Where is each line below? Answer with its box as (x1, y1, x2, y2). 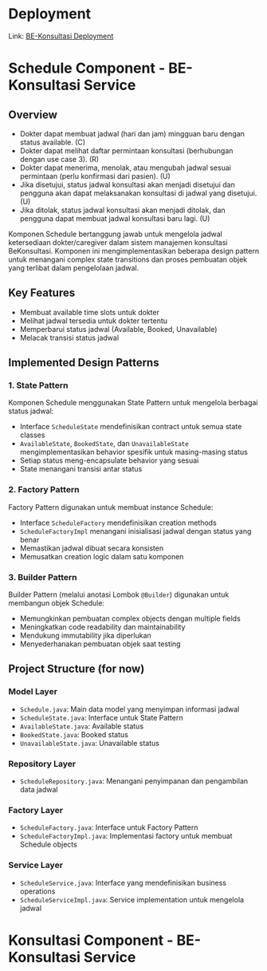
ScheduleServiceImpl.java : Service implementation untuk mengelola (19, 894, 245, 904)
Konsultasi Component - (8, 931, 174, 949)
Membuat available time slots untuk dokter (19, 307, 159, 317)
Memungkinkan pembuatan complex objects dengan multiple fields (19, 614, 241, 623)
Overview (8, 108, 58, 121)
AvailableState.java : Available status (19, 721, 144, 731)
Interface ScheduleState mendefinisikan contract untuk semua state (19, 422, 242, 432)
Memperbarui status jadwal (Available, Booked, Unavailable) (19, 324, 218, 334)
